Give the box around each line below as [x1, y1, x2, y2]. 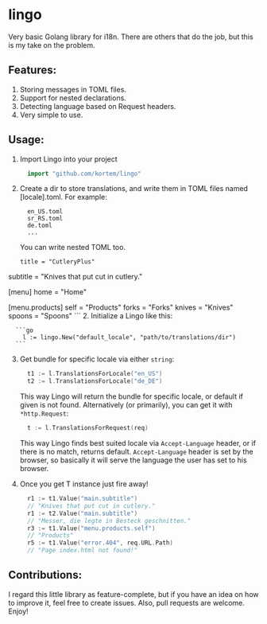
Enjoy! [8, 606, 29, 616]
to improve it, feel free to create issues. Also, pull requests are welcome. [8, 598, 245, 607]
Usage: [8, 133, 45, 146]
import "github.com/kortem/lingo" [27, 170, 141, 177]
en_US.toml [27, 208, 64, 216]
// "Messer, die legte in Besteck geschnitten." [27, 517, 192, 525]
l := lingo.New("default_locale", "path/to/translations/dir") [22, 333, 237, 341]
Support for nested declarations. [19, 93, 127, 103]
